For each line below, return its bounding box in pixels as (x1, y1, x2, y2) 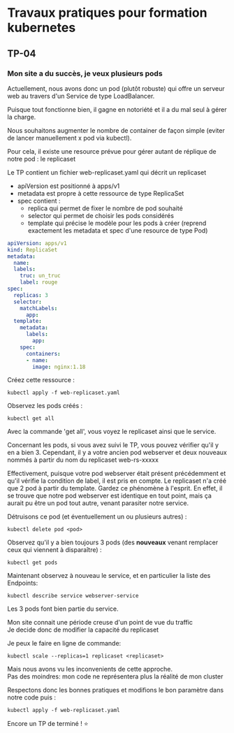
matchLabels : (20, 305, 58, 312)
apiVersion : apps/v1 (7, 240, 68, 247)
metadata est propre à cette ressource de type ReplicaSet (17, 189, 184, 197)
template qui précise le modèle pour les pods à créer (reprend (27, 219, 207, 227)
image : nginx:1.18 (32, 363, 86, 370)
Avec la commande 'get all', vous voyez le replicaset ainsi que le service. (7, 428, 217, 436)
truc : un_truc (20, 273, 61, 280)
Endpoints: (7, 579, 38, 588)
